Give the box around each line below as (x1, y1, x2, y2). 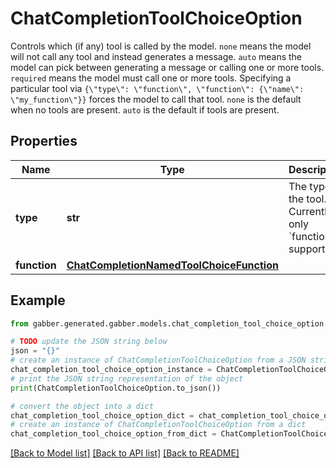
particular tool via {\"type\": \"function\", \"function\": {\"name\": (10, 82, 305, 94)
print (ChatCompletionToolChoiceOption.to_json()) (10, 383, 222, 393)
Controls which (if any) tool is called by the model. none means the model (10, 40, 312, 52)
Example (10, 292, 66, 309)
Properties (10, 133, 78, 150)
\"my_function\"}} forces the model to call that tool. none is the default (10, 93, 302, 105)
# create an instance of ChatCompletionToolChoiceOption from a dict (10, 420, 307, 430)
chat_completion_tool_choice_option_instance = (10, 365, 213, 375)
